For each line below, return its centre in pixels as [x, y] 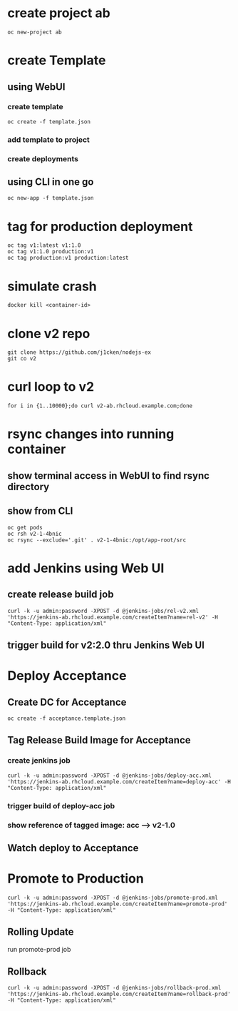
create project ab [59, 13]
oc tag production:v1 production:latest [68, 258]
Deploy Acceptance [67, 676]
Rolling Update [41, 932]
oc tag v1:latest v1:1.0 [44, 245]
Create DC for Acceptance [67, 702]
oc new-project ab [35, 32]
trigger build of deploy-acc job [61, 806]
